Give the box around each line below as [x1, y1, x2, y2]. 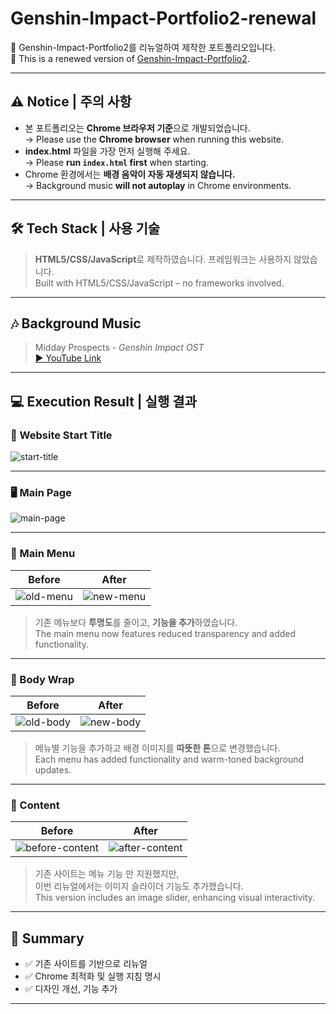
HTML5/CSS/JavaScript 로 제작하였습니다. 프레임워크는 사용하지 [34, 253, 292, 265]
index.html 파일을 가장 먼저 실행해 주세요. [24, 145, 191, 157]
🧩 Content [10, 798, 60, 812]
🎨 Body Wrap [10, 672, 75, 686]
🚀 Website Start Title [10, 428, 113, 442]
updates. [34, 763, 72, 776]
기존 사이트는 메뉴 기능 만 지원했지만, [34, 868, 180, 880]
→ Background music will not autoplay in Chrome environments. [24, 179, 292, 191]
